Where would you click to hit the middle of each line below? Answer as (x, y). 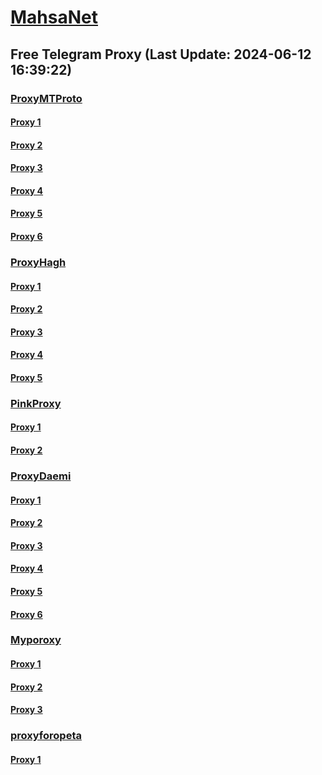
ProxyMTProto (46, 98)
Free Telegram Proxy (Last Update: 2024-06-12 (161, 54)
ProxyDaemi (41, 476)
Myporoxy (36, 640)
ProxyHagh (38, 262)
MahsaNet (54, 17)
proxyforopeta (46, 736)
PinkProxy (36, 403)
